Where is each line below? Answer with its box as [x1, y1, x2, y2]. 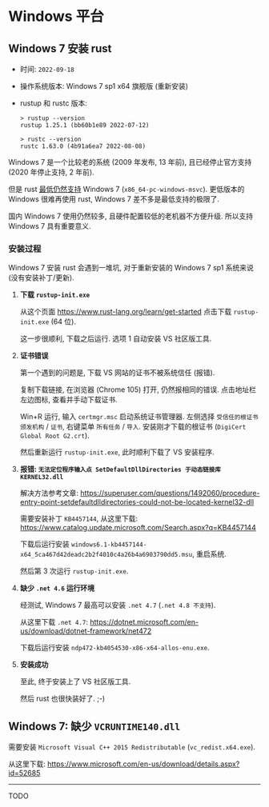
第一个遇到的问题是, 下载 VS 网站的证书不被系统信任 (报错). [19, 368, 215, 378]
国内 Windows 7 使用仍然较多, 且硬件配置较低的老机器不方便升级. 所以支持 [8, 211, 254, 221]
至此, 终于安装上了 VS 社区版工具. [19, 677, 131, 686]
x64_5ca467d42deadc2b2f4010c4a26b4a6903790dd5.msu [19, 551, 193, 559]
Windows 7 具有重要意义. [8, 222, 91, 230]
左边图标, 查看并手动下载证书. [19, 395, 118, 405]
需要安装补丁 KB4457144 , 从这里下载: [19, 513, 139, 524]
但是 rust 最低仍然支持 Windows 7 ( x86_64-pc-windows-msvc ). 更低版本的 [8, 185, 245, 194]
